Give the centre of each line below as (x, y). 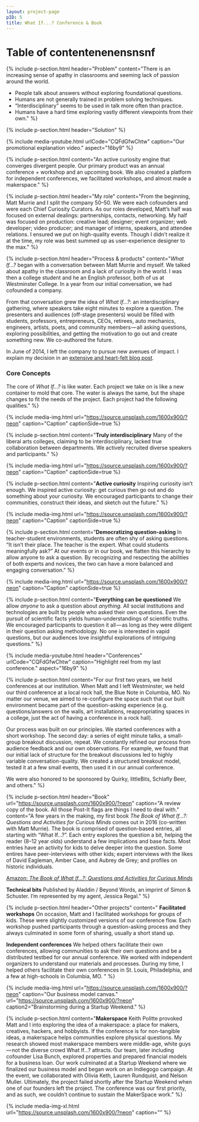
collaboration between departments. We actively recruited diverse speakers (99, 448)
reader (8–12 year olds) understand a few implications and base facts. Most (99, 841)
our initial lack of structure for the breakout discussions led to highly (90, 754)
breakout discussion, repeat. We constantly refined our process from (106, 742)
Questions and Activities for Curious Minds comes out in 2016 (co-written (96, 822)
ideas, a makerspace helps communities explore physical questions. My (94, 1037)
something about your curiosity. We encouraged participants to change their (99, 496)
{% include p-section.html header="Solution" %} (66, 130)
